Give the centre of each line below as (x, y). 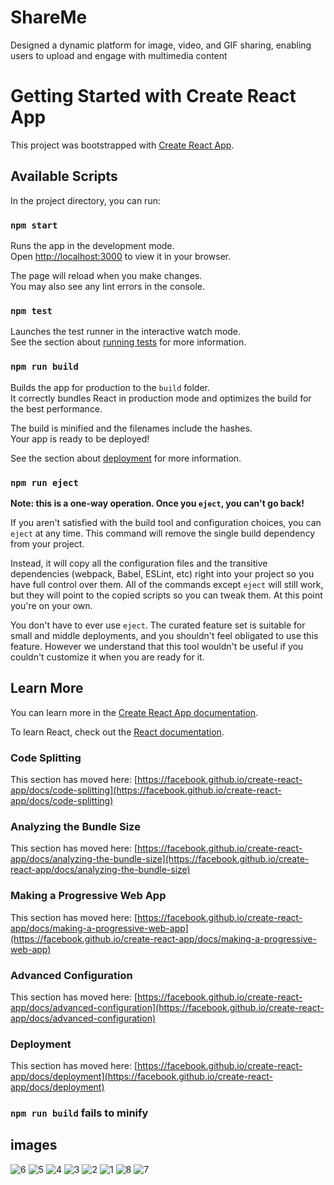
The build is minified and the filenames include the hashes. (131, 428)
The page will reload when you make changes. (106, 275)
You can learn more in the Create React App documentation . (134, 712)
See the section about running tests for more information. (128, 342)
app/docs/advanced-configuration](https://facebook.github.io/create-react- (167, 1007)
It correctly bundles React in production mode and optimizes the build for (161, 398)
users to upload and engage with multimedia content (119, 55)
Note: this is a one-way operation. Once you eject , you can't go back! (157, 503)
